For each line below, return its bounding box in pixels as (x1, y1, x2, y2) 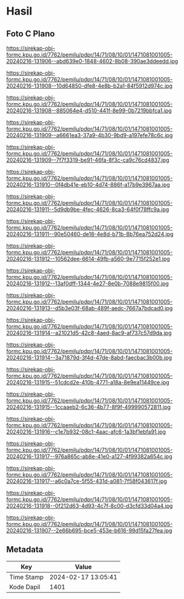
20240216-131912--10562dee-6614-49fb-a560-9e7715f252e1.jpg (6, 255, 171, 262)
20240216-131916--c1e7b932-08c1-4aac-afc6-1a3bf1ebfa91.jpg (6, 428, 166, 435)
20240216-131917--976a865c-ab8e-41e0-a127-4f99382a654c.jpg (6, 453, 172, 460)
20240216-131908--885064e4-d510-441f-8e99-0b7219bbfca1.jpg (6, 107, 172, 114)
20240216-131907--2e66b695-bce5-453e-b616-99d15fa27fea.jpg (6, 527, 172, 534)
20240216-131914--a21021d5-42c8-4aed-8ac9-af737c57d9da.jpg (6, 330, 172, 336)
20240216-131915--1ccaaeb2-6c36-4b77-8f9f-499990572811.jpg (6, 403, 171, 410)
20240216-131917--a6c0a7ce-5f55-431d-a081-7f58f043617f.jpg (6, 477, 168, 485)
